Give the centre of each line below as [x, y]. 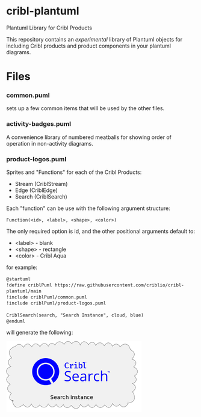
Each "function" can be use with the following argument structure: [88, 208]
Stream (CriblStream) [41, 184]
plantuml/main [24, 291]
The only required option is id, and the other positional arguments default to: [101, 231]
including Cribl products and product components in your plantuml [89, 46]
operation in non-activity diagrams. [50, 143]
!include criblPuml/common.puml [47, 297]
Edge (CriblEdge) [36, 190]
